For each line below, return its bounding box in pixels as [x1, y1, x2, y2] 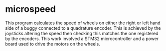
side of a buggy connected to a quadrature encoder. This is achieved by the [5, 25, 161, 31]
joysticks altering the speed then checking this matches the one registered [5, 30, 159, 36]
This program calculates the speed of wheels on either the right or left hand [5, 20, 161, 26]
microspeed [5, 3, 56, 15]
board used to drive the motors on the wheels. [5, 41, 101, 47]
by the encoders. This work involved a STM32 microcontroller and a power [5, 36, 159, 42]
